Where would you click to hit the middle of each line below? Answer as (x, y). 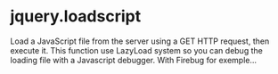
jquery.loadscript (76, 16)
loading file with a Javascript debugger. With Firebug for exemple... (134, 60)
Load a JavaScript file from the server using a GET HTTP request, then (140, 41)
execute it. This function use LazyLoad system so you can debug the (137, 50)
